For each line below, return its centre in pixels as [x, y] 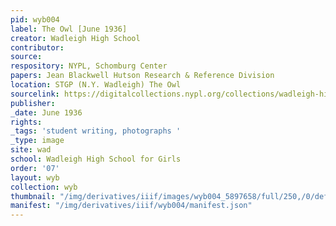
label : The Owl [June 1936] [69, 29]
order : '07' [35, 168]
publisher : [33, 103]
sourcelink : [35, 94]
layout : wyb [35, 177]
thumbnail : [33, 196]
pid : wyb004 [35, 19]
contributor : [37, 47]
